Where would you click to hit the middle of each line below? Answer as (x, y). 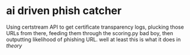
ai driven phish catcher (64, 11)
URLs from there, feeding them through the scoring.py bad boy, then (90, 33)
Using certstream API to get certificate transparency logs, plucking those (95, 27)
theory (14, 46)
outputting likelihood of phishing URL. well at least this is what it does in (94, 39)
